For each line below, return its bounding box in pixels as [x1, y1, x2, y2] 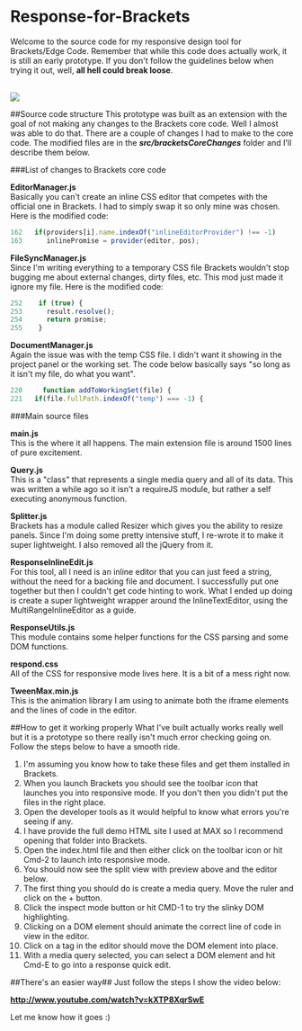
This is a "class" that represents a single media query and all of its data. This [10, 474, 294, 485]
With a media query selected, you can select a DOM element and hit [22, 949, 276, 960]
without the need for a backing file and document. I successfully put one [10, 576, 280, 587]
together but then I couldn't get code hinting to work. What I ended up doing [10, 585, 293, 596]
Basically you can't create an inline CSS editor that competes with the [10, 191, 268, 202]
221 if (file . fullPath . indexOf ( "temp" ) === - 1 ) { [10, 394, 204, 404]
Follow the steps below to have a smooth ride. [10, 740, 181, 752]
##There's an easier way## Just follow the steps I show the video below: [10, 976, 281, 987]
